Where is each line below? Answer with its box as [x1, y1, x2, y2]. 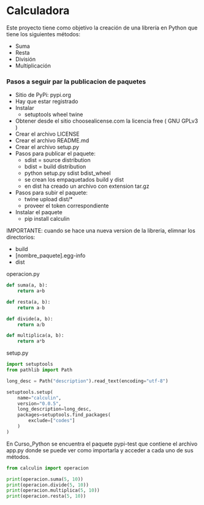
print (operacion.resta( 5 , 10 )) [6, 493, 86, 499]
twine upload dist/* [24, 196, 73, 203]
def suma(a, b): [6, 282, 48, 288]
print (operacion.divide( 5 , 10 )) [6, 482, 89, 488]
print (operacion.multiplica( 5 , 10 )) [6, 487, 100, 494]
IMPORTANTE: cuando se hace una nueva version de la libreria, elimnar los [6, 227, 196, 234]
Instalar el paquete [15, 209, 62, 216]
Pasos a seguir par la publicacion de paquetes [6, 77, 146, 86]
